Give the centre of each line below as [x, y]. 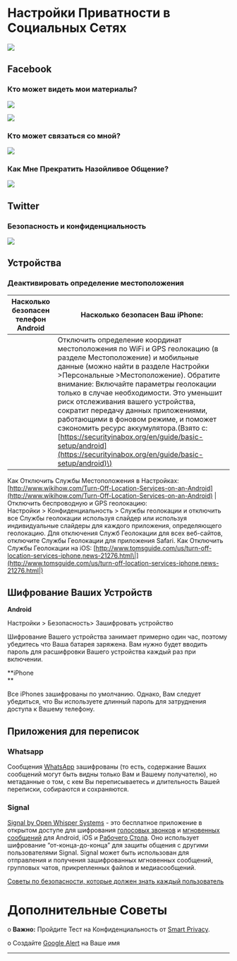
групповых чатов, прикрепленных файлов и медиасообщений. [102, 868]
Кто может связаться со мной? [64, 135]
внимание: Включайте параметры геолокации [137, 384]
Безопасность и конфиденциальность [77, 226]
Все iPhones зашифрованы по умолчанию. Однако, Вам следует [104, 694]
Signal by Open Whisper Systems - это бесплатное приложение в [105, 823]
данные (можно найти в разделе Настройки [133, 366]
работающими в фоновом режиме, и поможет [137, 419]
